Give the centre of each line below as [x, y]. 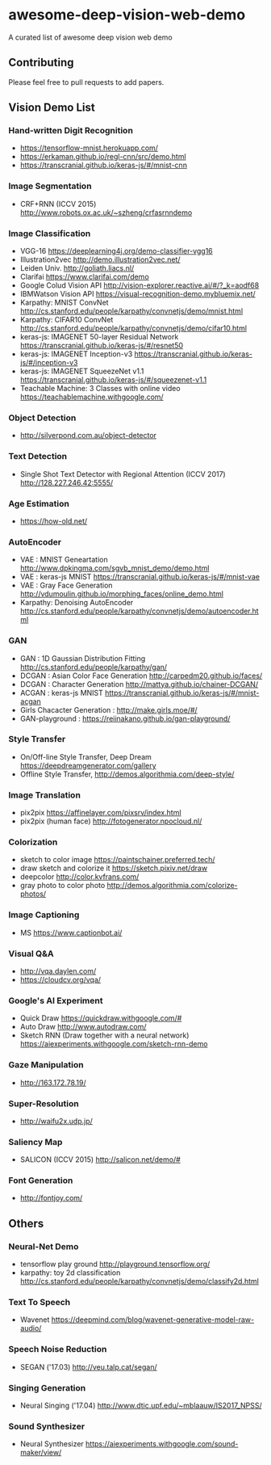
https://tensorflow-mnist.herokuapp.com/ [89, 148]
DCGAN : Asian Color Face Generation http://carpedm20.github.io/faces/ [141, 676]
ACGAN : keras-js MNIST [61, 693]
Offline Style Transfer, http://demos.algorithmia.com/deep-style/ [127, 774]
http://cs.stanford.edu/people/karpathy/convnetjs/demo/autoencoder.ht [140, 611]
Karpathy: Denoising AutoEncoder [77, 603]
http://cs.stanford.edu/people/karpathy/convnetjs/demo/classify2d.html [140, 1282]
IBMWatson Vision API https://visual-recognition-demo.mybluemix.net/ [138, 294]
